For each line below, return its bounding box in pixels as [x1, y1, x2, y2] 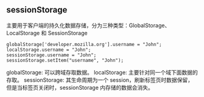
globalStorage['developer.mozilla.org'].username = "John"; [6, 41, 163, 47]
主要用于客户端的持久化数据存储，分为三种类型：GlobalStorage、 [6, 21, 171, 29]
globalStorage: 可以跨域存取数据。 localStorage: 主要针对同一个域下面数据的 [6, 69, 198, 76]
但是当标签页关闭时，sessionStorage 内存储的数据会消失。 [6, 84, 154, 91]
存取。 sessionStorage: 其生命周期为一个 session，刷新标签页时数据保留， [6, 76, 194, 84]
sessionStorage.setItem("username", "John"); [6, 57, 124, 63]
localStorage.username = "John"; [6, 47, 91, 53]
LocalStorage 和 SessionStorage [6, 29, 88, 36]
